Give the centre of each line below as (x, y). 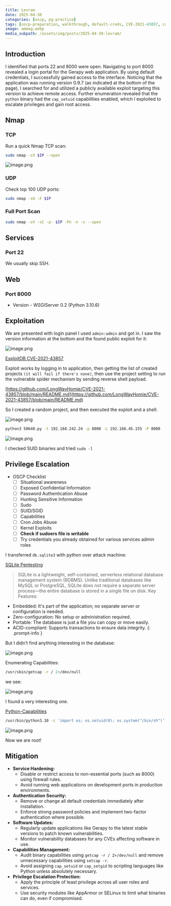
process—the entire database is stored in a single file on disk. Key (87, 591)
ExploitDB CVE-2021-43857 (34, 358)
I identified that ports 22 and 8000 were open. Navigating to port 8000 (79, 66)
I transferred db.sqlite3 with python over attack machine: (66, 555)
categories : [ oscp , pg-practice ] (41, 19)
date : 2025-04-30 (24, 15)
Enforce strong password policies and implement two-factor (83, 811)
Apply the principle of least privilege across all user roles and (84, 882)
